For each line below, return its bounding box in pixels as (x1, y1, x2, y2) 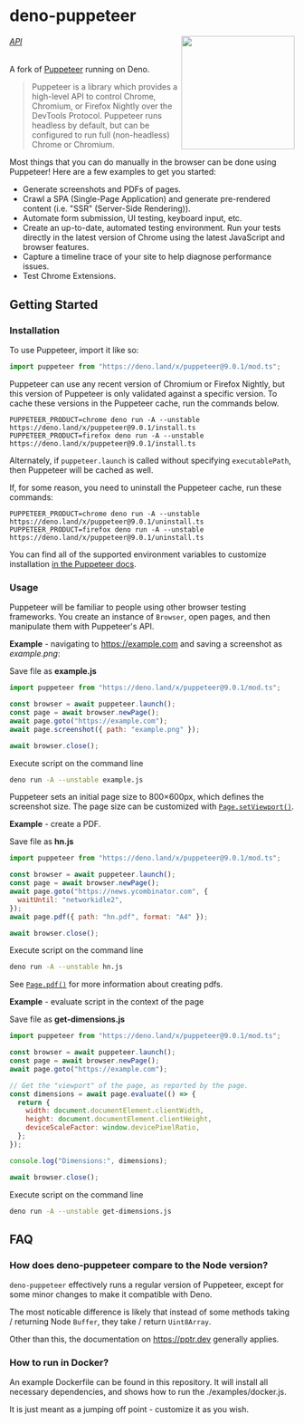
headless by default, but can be (31, 120, 150, 131)
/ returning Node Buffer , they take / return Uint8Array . (9, 1316, 212, 1327)
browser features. (22, 242, 90, 253)
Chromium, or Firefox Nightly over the (31, 101, 173, 111)
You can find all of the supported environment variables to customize (9, 549, 267, 560)
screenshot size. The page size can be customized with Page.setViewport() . (9, 801, 294, 812)
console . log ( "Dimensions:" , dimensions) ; (9, 1156, 168, 1165)
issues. (22, 261, 50, 272)
